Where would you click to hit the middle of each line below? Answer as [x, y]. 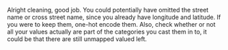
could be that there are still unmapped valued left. [77, 39]
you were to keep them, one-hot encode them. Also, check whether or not [111, 24]
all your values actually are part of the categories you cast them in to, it [107, 32]
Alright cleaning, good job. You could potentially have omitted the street [108, 10]
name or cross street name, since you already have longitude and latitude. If [114, 17]
